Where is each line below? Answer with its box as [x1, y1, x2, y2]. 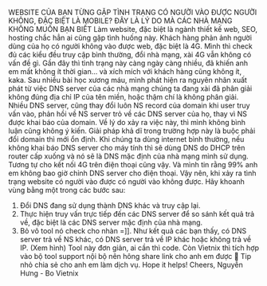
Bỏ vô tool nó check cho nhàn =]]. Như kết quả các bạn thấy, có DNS [19, 226, 247, 235]
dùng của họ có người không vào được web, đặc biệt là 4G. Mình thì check [8, 41, 253, 51]
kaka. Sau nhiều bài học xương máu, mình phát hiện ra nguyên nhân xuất [8, 76, 247, 84]
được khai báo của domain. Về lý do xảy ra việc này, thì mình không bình [8, 118, 245, 127]
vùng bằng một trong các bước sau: [8, 186, 126, 194]
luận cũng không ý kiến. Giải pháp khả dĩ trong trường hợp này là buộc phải [8, 126, 256, 135]
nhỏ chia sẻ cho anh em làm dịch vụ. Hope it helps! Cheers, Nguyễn [19, 260, 243, 269]
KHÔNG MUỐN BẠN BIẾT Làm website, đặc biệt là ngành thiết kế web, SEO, [8, 25, 257, 33]
